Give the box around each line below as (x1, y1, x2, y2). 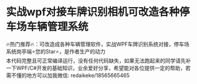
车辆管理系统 (26, 20, 89, 33)
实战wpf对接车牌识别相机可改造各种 (6, 5, 180, 19)
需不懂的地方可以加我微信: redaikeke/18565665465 (6, 72, 130, 79)
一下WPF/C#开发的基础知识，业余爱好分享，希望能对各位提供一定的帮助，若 (6, 64, 191, 71)
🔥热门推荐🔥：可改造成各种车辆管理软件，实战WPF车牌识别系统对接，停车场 (6, 41, 189, 48)
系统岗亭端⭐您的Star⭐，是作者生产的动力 (6, 48, 106, 55)
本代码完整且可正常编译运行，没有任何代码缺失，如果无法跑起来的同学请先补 (6, 57, 191, 64)
